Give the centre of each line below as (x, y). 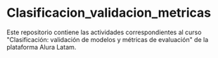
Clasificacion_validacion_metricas (109, 13)
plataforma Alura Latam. (41, 47)
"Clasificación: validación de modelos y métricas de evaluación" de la (108, 39)
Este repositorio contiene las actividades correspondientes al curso (104, 32)
